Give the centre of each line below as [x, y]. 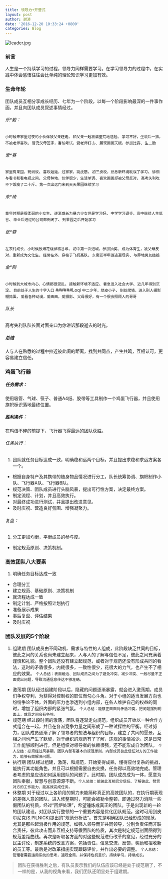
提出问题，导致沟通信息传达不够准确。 [50, 679]
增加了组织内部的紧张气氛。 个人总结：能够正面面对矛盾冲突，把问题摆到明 [91, 708]
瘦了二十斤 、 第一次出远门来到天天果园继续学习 [57, 184]
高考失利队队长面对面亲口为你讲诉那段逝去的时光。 [58, 325]
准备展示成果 [25, 610]
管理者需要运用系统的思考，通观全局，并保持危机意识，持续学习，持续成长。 [79, 855]
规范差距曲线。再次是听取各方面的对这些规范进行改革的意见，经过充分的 [87, 836]
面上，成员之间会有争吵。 [35, 714]
